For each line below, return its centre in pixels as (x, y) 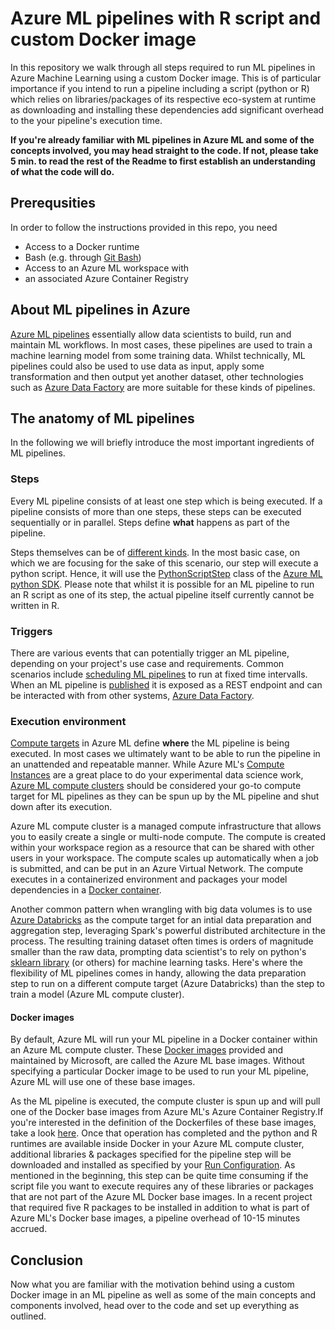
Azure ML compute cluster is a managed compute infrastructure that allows (166, 826)
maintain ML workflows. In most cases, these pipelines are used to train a (161, 344)
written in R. (35, 605)
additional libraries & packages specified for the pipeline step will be (151, 1154)
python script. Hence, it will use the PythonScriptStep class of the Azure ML (166, 573)
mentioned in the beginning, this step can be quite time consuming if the (159, 1176)
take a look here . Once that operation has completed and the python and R (164, 1133)
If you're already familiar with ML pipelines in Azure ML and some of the (162, 139)
